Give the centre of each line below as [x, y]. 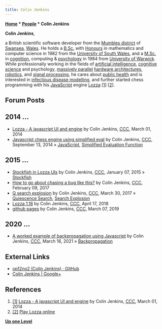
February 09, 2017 [31, 187]
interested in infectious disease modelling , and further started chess [74, 79]
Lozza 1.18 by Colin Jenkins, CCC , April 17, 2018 [60, 203]
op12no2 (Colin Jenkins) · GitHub [46, 269]
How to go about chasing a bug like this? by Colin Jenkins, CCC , [77, 183]
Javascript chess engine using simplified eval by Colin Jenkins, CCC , [82, 139]
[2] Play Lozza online [33, 312]
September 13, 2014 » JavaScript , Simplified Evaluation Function [78, 145]
